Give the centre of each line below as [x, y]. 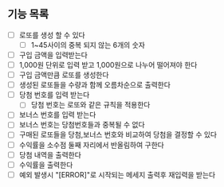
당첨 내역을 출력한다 [50, 154]
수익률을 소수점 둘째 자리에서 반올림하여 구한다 [91, 145]
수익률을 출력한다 [46, 165]
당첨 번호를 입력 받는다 [54, 95]
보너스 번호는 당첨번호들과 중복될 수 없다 [82, 125]
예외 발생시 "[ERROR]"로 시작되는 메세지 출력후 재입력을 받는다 [117, 174]
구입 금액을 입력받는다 [53, 55]
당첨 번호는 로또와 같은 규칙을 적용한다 [90, 105]
